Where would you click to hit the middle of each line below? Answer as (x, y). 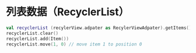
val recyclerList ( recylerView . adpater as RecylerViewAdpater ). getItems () (99, 28)
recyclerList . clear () (32, 33)
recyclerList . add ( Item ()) (37, 38)
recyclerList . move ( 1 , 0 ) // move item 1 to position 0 (74, 44)
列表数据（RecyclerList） (68, 12)
